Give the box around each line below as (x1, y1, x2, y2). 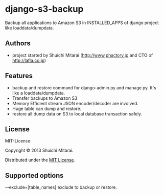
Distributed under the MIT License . (5, 157, 75, 163)
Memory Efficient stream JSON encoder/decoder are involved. (12, 100, 139, 106)
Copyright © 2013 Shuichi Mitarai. (5, 147, 73, 153)
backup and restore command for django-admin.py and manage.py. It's (12, 84, 157, 90)
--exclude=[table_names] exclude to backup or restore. (5, 184, 117, 190)
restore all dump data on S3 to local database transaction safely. (12, 111, 142, 116)
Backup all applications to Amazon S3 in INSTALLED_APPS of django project (5, 20, 159, 26)
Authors (5, 39, 31, 48)
